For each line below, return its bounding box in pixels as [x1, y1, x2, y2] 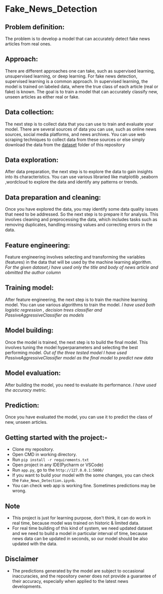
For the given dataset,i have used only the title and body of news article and [5, 264, 159, 270]
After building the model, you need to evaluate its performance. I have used [5, 382, 157, 388]
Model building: [5, 326, 54, 335]
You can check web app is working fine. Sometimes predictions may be [12, 483, 156, 489]
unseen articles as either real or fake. [5, 94, 80, 99]
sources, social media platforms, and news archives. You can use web [5, 131, 146, 137]
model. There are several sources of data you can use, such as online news [5, 126, 157, 132]
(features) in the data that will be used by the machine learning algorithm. [5, 259, 152, 265]
